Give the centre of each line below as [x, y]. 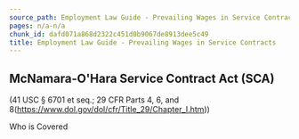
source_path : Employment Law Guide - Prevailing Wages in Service [135, 17]
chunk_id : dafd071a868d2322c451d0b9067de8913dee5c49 [109, 34]
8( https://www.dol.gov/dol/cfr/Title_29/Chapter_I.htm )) [110, 110]
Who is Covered [39, 127]
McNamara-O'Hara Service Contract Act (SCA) [142, 78]
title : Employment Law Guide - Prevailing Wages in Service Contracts [143, 42]
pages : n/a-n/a [37, 26]
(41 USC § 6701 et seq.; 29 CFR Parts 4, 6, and [94, 100]
